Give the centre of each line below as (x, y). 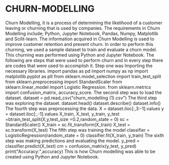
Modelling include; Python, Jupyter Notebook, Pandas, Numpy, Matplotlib (82, 33)
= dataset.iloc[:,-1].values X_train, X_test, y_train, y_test (62, 114)
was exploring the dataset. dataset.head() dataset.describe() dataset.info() (83, 103)
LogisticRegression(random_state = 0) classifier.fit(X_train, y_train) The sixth (85, 135)
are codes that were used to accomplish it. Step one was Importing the (79, 66)
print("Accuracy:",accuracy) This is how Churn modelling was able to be (80, 151)
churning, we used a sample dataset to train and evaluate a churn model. (81, 49)
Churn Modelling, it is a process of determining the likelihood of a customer (84, 23)
